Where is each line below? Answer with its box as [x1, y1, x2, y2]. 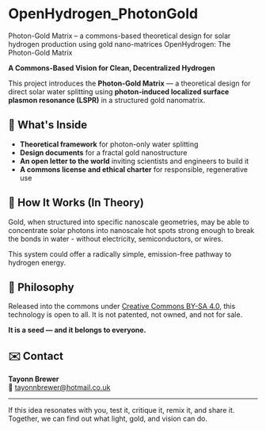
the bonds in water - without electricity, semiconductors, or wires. [8, 234, 223, 243]
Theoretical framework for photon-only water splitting [19, 139, 199, 149]
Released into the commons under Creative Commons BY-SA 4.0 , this [8, 302, 236, 311]
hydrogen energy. [8, 257, 66, 267]
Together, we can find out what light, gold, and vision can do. [8, 414, 208, 424]
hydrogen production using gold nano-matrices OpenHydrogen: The [8, 39, 231, 48]
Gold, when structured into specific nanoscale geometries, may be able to [8, 217, 249, 227]
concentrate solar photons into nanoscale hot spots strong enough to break [8, 225, 255, 235]
